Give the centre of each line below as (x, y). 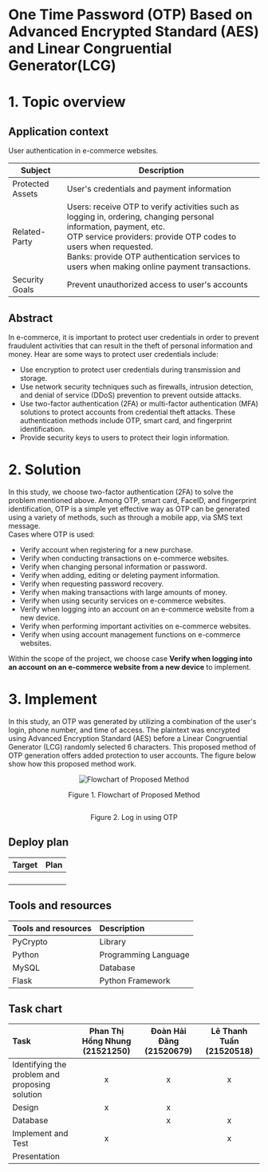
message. (24, 525)
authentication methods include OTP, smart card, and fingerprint (126, 420)
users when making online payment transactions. (159, 267)
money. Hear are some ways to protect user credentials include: (114, 354)
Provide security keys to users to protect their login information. (124, 438)
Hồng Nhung (106, 1041)
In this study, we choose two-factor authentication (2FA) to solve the (121, 492)
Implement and (40, 1134)
